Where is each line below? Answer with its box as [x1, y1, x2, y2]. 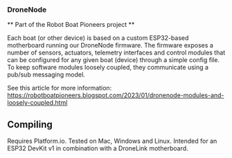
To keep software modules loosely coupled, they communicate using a [7, 63, 209, 72]
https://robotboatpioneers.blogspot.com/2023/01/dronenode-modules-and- [7, 91, 224, 99]
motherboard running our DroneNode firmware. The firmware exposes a [7, 41, 213, 50]
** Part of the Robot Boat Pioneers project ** [7, 21, 135, 29]
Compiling [7, 119, 53, 130]
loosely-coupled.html [7, 99, 68, 107]
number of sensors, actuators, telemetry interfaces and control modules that [7, 48, 226, 57]
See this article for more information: [7, 84, 112, 92]
